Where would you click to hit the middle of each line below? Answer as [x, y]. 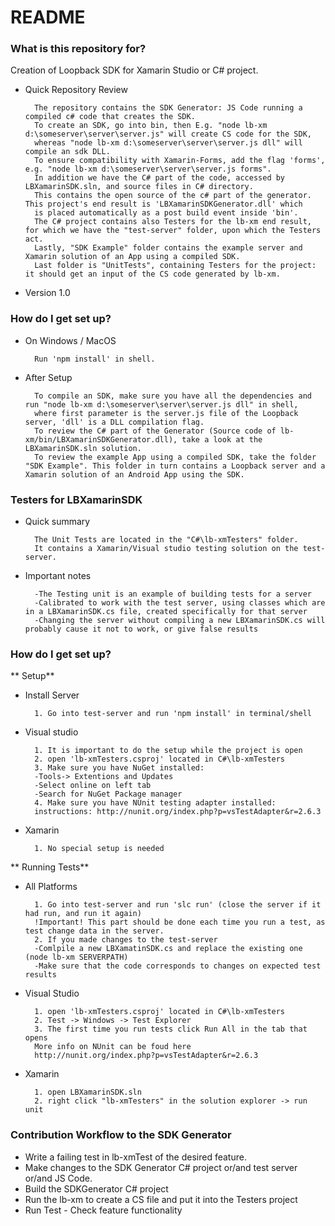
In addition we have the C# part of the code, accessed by [160, 178]
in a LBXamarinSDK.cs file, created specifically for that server [166, 612]
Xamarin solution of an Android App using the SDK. [134, 474]
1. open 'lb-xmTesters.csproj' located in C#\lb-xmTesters [160, 1012]
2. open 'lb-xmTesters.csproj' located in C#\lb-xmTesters [160, 759]
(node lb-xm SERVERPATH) [76, 957]
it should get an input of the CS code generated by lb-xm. [152, 274]
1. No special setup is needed [99, 849]
